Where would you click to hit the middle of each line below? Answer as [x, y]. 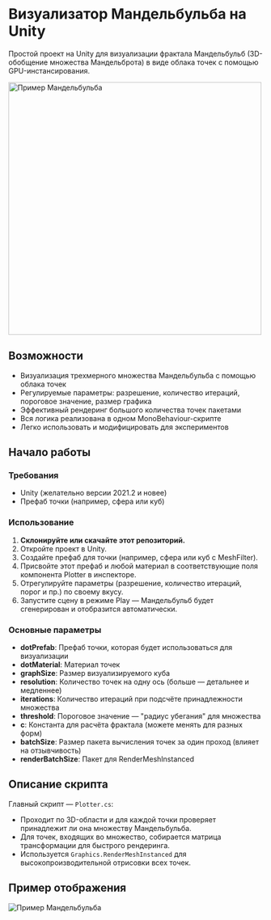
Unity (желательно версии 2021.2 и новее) [93, 493]
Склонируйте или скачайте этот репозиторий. [103, 540]
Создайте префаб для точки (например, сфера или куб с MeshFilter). [139, 557]
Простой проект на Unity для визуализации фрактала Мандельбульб [127, 53]
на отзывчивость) [51, 751]
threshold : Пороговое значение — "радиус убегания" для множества [140, 716]
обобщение [28, 62]
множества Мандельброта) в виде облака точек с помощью [154, 62]
